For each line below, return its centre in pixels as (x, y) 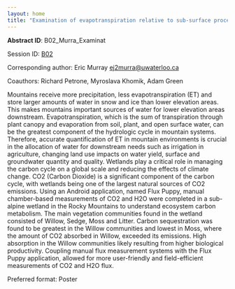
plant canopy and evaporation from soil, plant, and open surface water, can (115, 124)
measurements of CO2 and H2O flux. (60, 265)
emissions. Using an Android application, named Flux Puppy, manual (106, 191)
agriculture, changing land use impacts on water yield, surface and (104, 154)
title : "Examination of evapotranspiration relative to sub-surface (109, 20)
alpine (16, 206)
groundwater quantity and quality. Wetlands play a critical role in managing (115, 161)
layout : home (26, 14)
